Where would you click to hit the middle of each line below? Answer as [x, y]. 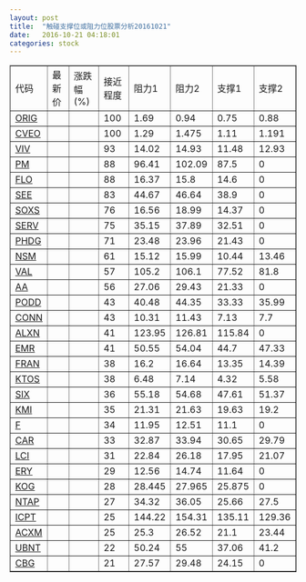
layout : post [34, 18]
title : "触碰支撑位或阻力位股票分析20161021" [90, 26]
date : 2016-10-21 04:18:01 [65, 35]
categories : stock [44, 43]
